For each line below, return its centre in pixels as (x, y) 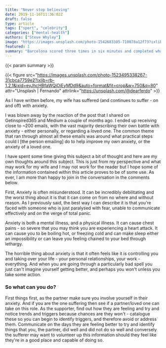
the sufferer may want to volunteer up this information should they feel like (81, 335)
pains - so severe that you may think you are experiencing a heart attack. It (82, 228)
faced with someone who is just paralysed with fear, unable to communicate (83, 208)
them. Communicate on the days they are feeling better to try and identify (80, 324)
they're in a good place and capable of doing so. (54, 340)
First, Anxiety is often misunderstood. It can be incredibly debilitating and (80, 192)
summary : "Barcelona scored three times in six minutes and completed (79, 51)
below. (12, 182)
